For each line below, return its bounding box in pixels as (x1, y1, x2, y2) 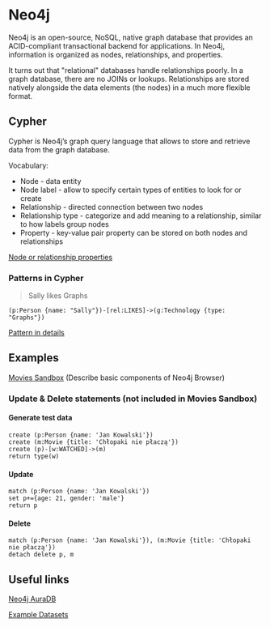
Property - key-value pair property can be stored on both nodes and (19, 228, 248, 237)
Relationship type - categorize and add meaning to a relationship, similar (19, 211, 262, 220)
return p (8, 501, 38, 510)
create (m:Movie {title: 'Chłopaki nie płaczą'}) (8, 437, 179, 446)
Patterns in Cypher (8, 272, 84, 284)
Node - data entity (19, 176, 82, 186)
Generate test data (8, 413, 73, 423)
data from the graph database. (8, 144, 111, 155)
